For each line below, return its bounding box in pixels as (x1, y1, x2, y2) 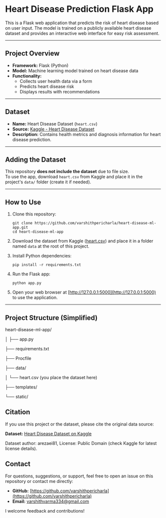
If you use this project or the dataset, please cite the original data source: (5, 421, 154, 427)
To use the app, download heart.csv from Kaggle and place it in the (5, 174, 143, 180)
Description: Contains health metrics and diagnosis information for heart (12, 131, 161, 137)
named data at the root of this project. (12, 243, 90, 249)
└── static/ (5, 394, 29, 399)
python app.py (12, 281, 41, 286)
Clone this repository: (12, 211, 56, 217)
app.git (12, 225, 28, 230)
